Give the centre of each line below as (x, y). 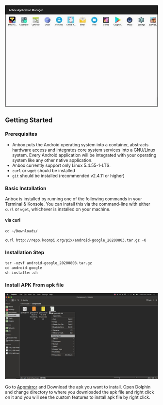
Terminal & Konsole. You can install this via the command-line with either (78, 204)
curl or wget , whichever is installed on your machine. (58, 209)
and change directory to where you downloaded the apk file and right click (80, 392)
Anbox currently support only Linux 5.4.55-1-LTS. (61, 165)
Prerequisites (21, 134)
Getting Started (29, 120)
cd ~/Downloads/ (21, 231)
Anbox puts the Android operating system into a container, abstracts (80, 144)
